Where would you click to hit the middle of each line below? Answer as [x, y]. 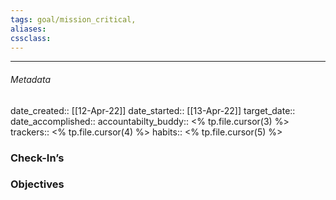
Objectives [37, 184]
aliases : [28, 29]
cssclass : [31, 38]
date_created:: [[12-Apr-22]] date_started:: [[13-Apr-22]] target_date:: [153, 110]
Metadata [30, 79]
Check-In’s [37, 158]
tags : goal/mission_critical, [73, 19]
